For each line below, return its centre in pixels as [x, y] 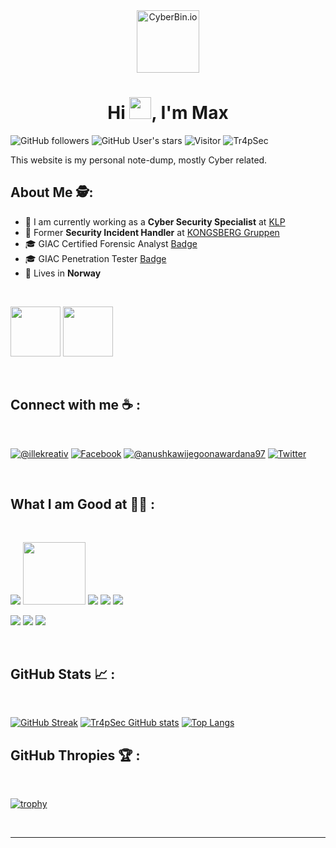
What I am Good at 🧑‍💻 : [83, 504]
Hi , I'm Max [168, 113]
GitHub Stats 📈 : [63, 674]
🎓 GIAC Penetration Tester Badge [95, 258]
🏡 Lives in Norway [63, 273]
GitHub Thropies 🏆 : [75, 755]
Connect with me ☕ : [75, 405]
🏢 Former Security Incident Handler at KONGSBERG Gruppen [152, 232]
